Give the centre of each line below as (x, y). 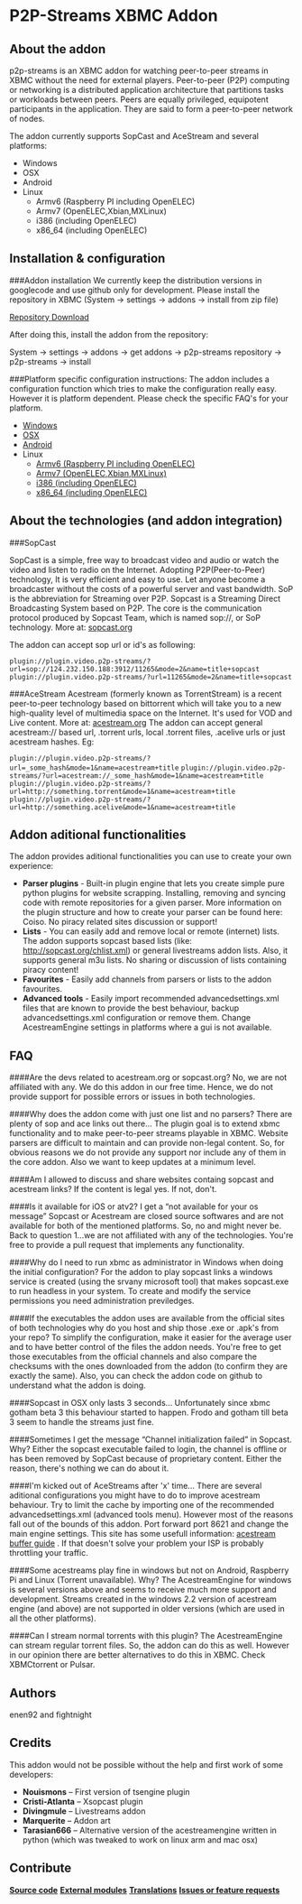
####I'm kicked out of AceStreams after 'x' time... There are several (136, 1486)
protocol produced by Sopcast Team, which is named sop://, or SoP (135, 617)
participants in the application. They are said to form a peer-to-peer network (151, 109)
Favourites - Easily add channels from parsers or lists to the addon (147, 979)
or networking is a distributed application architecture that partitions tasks (146, 90)
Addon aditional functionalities (98, 835)
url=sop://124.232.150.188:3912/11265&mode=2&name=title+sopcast (134, 669)
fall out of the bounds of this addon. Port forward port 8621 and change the (149, 1524)
